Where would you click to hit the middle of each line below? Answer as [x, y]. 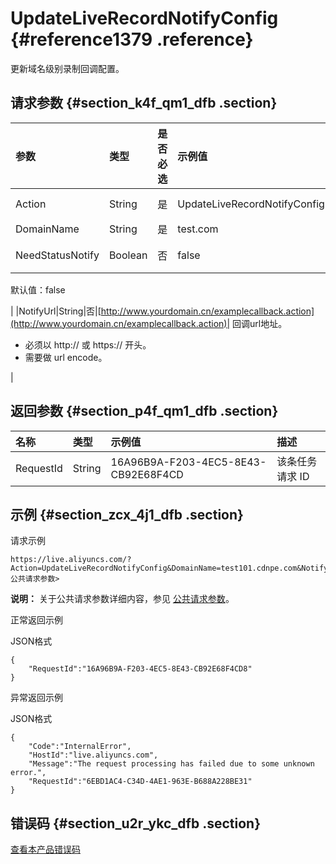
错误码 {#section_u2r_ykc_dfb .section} [135, 823]
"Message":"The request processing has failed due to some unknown [171, 764]
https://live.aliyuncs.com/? [71, 560]
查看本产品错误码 [45, 849]
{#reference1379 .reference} [132, 39]
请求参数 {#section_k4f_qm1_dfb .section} [144, 103]
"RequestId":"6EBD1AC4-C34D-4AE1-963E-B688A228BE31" [140, 782]
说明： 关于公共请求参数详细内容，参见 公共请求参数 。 [122, 599]
